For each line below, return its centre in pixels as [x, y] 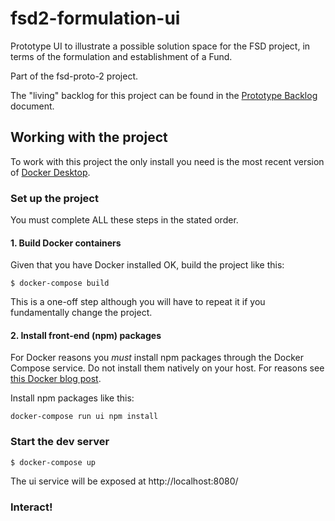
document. [32, 106]
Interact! [31, 507]
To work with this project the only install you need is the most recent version [167, 161]
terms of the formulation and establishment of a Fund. [121, 56]
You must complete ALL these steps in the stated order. [124, 220]
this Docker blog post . [56, 379]
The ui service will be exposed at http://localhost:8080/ [124, 481]
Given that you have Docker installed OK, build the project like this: [147, 265]
